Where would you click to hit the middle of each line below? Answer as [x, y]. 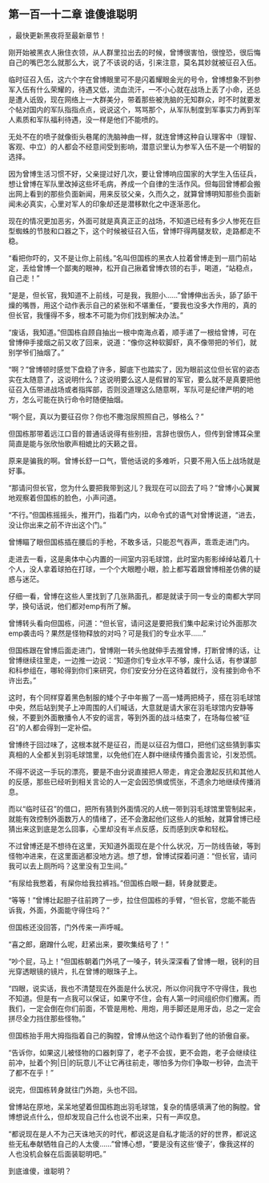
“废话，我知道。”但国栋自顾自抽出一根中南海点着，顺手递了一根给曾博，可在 [132, 332]
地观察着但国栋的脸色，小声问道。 [64, 498]
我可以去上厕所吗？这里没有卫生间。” [68, 866]
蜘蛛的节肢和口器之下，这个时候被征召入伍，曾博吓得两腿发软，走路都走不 [138, 230]
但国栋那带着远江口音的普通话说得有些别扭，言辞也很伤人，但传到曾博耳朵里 [134, 433]
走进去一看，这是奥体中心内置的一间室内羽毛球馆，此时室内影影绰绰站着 [127, 559]
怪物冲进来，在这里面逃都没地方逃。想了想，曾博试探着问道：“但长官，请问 [133, 856]
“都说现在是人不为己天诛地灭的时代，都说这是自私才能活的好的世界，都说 [129, 1133]
